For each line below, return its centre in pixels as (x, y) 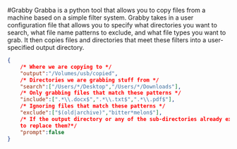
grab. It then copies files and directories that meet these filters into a (107, 40)
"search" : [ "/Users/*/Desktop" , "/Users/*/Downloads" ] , (101, 86)
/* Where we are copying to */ (66, 67)
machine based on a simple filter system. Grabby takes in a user (101, 18)
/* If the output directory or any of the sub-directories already (121, 119)
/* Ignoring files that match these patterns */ (93, 106)
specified (21, 47)
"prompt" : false (42, 132)
